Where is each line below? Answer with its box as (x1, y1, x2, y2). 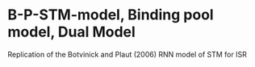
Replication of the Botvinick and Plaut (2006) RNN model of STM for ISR (7, 49, 247, 59)
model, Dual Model (7, 23, 136, 41)
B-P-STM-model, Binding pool (7, 6, 215, 24)
